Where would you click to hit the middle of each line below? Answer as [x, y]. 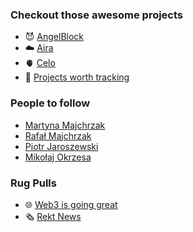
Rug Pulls [33, 183]
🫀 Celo [40, 63]
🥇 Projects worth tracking [77, 77]
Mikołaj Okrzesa [58, 157]
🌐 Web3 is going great [71, 204]
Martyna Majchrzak [65, 125]
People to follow [50, 103]
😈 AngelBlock [54, 37]
